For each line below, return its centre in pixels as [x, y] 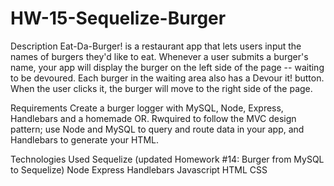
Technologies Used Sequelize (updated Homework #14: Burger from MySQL [167, 159]
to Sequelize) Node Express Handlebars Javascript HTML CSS [139, 169]
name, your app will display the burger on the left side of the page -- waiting [167, 67]
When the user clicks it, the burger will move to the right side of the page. [161, 88]
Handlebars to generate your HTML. [84, 139]
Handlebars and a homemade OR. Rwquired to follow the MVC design [153, 118]
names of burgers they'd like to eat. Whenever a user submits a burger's [159, 56]
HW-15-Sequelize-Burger [118, 18]
